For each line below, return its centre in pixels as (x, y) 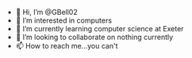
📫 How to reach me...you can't (67, 46)
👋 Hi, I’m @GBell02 (46, 12)
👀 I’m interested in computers (64, 20)
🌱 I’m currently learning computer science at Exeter (100, 29)
